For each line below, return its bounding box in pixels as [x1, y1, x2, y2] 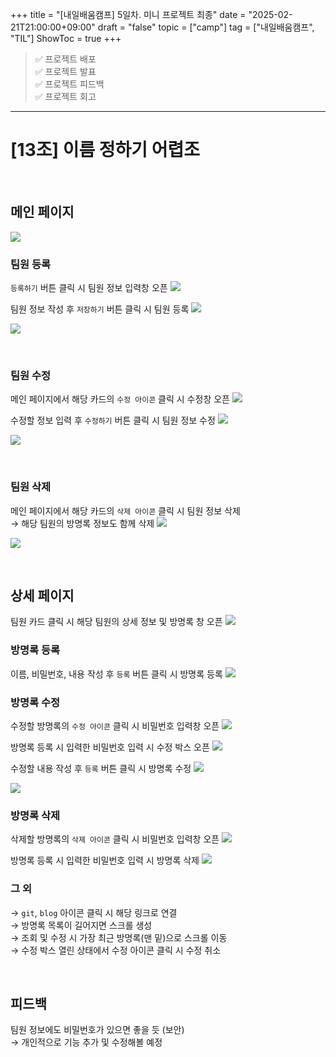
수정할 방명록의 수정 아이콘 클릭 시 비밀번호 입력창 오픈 [10, 720, 220, 732]
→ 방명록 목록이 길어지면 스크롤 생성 [10, 919, 153, 931]
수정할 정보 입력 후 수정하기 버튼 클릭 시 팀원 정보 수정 [10, 414, 216, 427]
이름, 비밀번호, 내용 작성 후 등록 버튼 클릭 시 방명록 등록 [10, 668, 223, 680]
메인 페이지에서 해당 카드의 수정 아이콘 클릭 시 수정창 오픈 [10, 393, 230, 405]
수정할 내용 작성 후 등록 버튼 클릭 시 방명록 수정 [10, 763, 192, 775]
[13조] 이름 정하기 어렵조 [10, 139, 200, 162]
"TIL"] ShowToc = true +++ [10, 33, 122, 44]
